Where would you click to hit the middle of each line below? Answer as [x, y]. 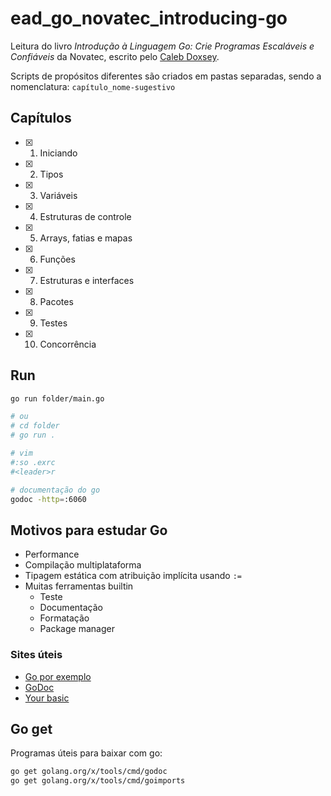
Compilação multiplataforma [83, 565]
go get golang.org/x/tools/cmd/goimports [98, 781]
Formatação [64, 618]
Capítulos [41, 118]
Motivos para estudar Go [89, 530]
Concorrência [68, 344]
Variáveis [58, 195]
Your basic [47, 698]
